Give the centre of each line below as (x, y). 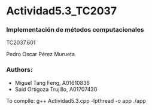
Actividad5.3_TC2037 (62, 11)
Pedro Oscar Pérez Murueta (41, 54)
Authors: (19, 70)
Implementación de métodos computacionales (75, 30)
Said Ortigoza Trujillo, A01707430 (56, 89)
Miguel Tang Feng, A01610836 (52, 82)
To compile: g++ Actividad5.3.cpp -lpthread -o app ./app (76, 100)
